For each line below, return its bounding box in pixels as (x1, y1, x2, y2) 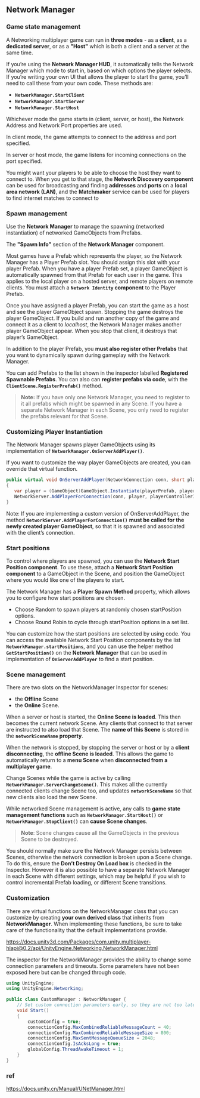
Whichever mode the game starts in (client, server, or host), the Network (6, 115, 184, 122)
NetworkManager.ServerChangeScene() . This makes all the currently (6, 781, 168, 788)
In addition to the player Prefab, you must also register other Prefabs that (6, 345, 187, 352)
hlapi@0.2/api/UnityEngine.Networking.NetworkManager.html (6, 944, 158, 951)
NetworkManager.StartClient (14, 92, 85, 98)
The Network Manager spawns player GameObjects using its (6, 441, 156, 448)
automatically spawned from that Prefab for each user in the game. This (6, 271, 183, 278)
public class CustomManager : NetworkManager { (6, 997, 127, 1003)
